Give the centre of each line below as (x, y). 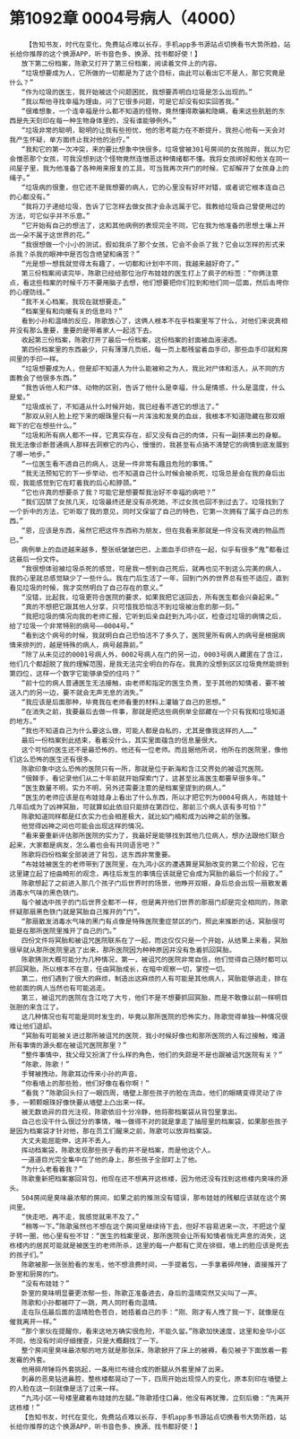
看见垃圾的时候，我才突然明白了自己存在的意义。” (86, 588)
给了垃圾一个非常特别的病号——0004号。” (72, 626)
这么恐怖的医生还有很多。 (56, 759)
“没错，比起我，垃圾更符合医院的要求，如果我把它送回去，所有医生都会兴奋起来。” (150, 597)
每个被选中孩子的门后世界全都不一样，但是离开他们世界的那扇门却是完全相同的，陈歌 (154, 903)
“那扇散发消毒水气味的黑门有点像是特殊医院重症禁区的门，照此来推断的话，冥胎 (146, 921)
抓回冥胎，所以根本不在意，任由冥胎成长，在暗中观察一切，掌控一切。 (120, 969)
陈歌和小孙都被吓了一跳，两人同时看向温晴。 (91, 1303)
